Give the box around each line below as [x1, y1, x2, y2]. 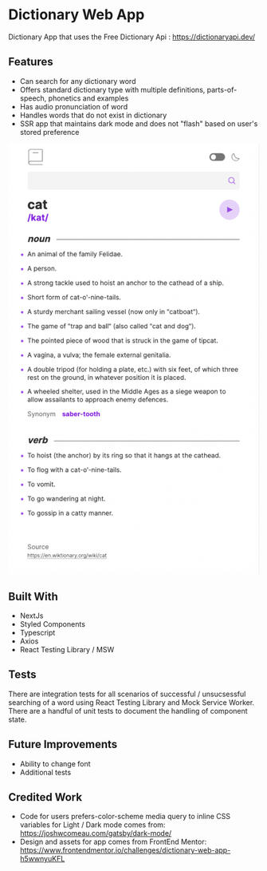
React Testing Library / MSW [19, 645, 115, 655]
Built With [8, 589, 58, 604]
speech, [19, 93, 47, 103]
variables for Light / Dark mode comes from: [19, 820, 166, 829]
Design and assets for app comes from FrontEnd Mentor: [19, 837, 207, 847]
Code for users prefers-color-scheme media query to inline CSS [19, 812, 231, 822]
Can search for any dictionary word [19, 76, 136, 85]
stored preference [19, 127, 80, 137]
